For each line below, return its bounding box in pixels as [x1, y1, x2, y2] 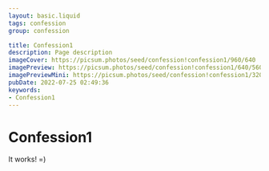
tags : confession [8, 19, 66, 27]
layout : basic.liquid [8, 11, 81, 20]
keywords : [8, 86, 42, 94]
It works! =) [8, 154, 46, 165]
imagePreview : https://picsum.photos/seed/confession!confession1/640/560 [8, 63, 263, 72]
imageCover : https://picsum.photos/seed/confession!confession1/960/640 [8, 56, 256, 64]
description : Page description [8, 49, 113, 57]
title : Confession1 [8, 41, 74, 49]
